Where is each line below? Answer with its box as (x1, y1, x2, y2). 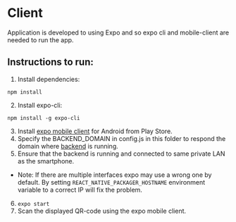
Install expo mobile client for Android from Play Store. (17, 127, 173, 135)
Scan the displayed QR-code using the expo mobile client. (17, 206, 187, 215)
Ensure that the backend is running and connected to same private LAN (17, 149, 225, 158)
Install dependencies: (17, 75, 80, 83)
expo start (17, 200, 50, 207)
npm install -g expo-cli (7, 114, 80, 121)
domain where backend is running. (17, 142, 118, 150)
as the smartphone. (17, 156, 75, 165)
